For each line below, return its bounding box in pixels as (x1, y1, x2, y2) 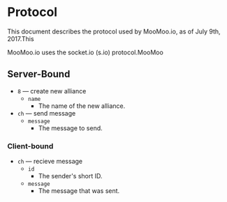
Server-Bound (7, 68, 71, 80)
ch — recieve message (17, 157, 82, 166)
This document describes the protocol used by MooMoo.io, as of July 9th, (7, 27, 221, 36)
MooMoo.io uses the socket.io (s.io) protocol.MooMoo (7, 48, 164, 56)
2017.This (7, 34, 34, 42)
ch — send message (17, 109, 76, 117)
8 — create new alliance (17, 86, 87, 95)
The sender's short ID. (38, 172, 103, 180)
